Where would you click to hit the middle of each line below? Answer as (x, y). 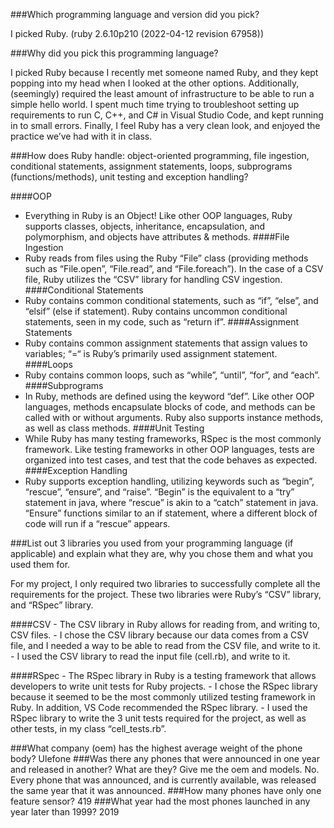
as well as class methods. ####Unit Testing (114, 428)
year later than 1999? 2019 (65, 812)
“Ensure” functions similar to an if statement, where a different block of (171, 513)
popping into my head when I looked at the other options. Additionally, (155, 83)
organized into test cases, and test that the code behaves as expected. (171, 460)
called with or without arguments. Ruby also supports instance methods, (174, 417)
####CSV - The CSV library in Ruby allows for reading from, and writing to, (165, 624)
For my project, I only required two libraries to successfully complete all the (165, 583)
